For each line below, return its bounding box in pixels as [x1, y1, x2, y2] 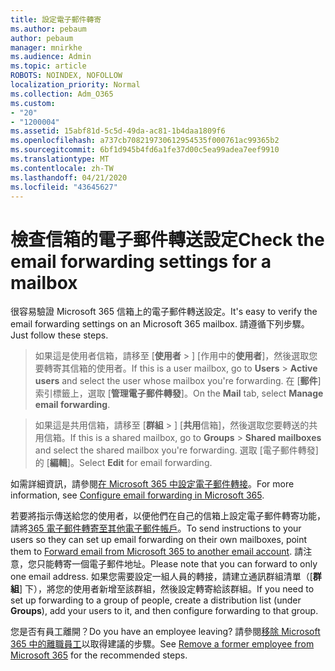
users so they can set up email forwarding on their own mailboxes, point [10, 534, 308, 546]
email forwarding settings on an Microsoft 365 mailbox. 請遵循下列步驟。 [10, 318, 310, 330]
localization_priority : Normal [10, 80, 141, 90]
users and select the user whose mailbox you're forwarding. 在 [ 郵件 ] [34, 375, 322, 387]
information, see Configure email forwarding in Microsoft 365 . [10, 489, 265, 501]
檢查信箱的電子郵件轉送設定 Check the [10, 228, 325, 251]
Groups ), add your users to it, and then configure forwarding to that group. [10, 605, 319, 617]
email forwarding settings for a [10, 250, 272, 273]
